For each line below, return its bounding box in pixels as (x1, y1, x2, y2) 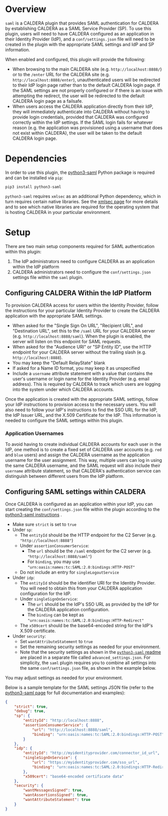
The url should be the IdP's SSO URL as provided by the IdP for (27, 601, 159, 607)
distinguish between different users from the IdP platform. (5, 473, 124, 479)
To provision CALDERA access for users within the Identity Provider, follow (5, 302, 159, 308)
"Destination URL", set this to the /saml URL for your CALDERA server (12, 328, 155, 334)
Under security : (12, 633, 46, 639)
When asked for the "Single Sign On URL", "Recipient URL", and (12, 322, 143, 329)
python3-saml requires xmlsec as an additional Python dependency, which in (5, 193, 161, 199)
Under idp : (12, 575, 35, 581)
